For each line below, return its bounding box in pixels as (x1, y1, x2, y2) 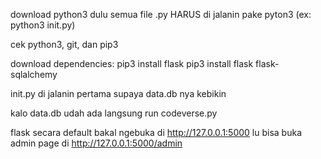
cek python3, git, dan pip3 (10, 39, 119, 50)
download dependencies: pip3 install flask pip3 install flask (10, 58, 254, 69)
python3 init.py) (10, 19, 76, 31)
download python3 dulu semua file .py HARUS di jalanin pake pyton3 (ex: (10, 9, 312, 20)
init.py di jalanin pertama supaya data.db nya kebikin (10, 88, 227, 99)
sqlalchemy (10, 69, 58, 80)
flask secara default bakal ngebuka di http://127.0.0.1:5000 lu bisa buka (10, 127, 303, 138)
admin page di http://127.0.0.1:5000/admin (10, 137, 183, 149)
